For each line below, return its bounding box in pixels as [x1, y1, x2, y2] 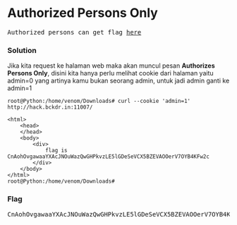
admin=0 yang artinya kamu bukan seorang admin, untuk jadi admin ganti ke [7, 76, 230, 85]
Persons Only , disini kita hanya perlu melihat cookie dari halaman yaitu [7, 69, 214, 78]
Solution [7, 45, 37, 55]
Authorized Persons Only [7, 5, 159, 21]
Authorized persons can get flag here [7, 28, 142, 36]
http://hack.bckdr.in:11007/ [7, 104, 93, 111]
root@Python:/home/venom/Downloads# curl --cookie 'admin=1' [7, 97, 191, 105]
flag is [44, 147, 68, 154]
